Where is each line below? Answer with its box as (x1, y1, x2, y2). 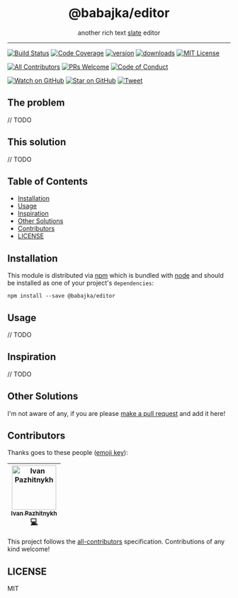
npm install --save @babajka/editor (7, 293, 115, 300)
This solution (7, 136, 67, 148)
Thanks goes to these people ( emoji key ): (7, 448, 129, 457)
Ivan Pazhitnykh (11, 509, 58, 518)
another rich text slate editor (77, 28, 161, 37)
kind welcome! (7, 545, 50, 553)
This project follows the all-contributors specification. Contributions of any (7, 537, 225, 546)
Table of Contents (7, 175, 89, 187)
